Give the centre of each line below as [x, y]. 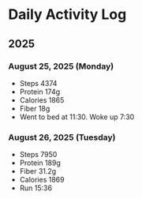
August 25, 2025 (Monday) [61, 66]
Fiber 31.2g [38, 171]
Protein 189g [40, 163]
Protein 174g [40, 92]
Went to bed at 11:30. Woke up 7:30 [77, 117]
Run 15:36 [36, 188]
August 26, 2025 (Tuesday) [62, 137]
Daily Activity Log [67, 15]
